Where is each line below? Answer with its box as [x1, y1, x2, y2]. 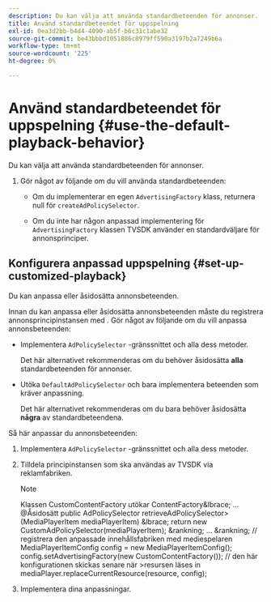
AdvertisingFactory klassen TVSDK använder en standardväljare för [32, 224, 260, 234]
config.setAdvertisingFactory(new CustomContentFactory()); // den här [19, 551, 258, 561]
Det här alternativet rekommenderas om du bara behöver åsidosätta [19, 403, 247, 413]
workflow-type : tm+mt [8, 42, 82, 50]
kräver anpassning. [19, 388, 85, 398]
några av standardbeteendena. [19, 412, 124, 422]
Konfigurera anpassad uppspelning [8, 257, 191, 271]
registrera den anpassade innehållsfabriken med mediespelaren [19, 534, 233, 544]
